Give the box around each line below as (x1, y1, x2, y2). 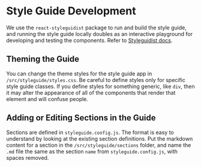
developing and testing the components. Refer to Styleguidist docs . (6, 37, 173, 44)
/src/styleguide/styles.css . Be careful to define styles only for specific (6, 76, 186, 83)
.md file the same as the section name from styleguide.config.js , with (6, 148, 178, 155)
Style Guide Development (6, 4, 136, 18)
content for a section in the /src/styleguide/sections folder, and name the (6, 141, 191, 148)
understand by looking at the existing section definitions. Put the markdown (6, 135, 193, 142)
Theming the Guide (6, 54, 80, 64)
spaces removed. (6, 154, 49, 161)
